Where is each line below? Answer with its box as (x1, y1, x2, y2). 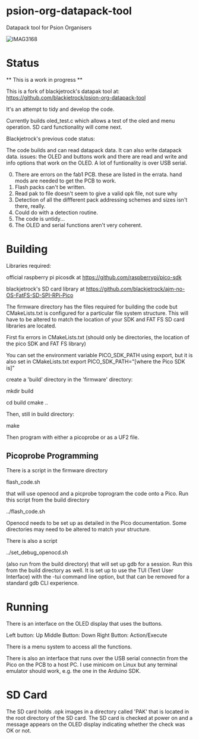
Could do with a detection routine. (14, 209, 99, 216)
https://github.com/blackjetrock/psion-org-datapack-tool (6, 94, 146, 101)
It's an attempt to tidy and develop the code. (6, 106, 115, 113)
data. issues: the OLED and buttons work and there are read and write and (6, 153, 188, 160)
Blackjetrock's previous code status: (6, 135, 95, 142)
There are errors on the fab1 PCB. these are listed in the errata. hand (14, 171, 182, 178)
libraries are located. (6, 322, 56, 329)
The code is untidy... (14, 215, 65, 222)
